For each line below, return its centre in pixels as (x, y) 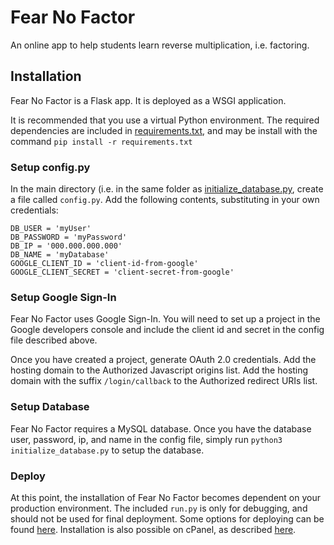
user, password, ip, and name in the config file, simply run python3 (146, 439)
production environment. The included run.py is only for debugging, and (159, 508)
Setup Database (50, 407)
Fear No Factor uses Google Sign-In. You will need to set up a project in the (165, 319)
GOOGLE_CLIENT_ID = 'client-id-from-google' (104, 264)
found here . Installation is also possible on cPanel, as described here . (153, 529)
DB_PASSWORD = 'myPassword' (69, 237)
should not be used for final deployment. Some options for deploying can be (167, 518)
